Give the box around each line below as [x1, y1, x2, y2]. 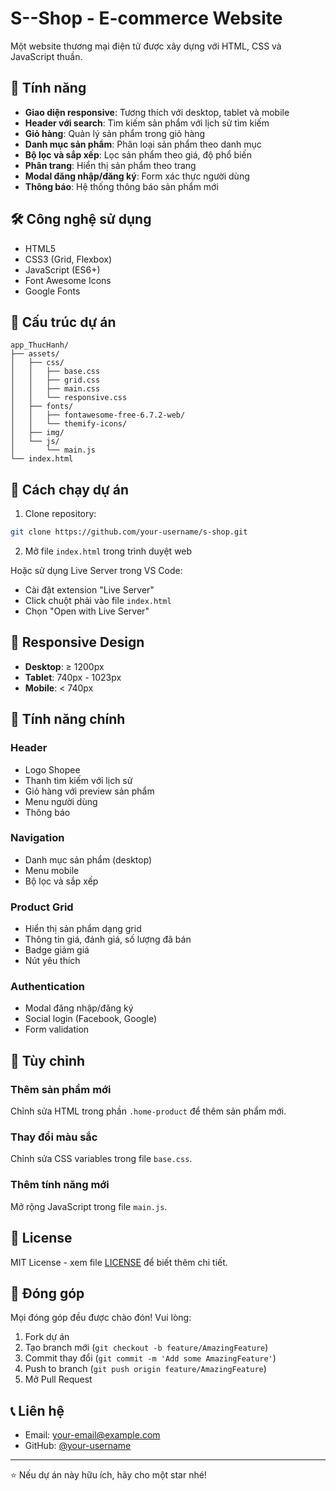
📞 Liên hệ [10, 1402, 65, 1419]
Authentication [10, 980, 85, 994]
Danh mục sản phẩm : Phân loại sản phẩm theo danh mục [24, 138, 262, 150]
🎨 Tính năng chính [10, 711, 126, 728]
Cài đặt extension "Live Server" [24, 584, 155, 596]
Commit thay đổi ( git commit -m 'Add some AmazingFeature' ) [24, 1352, 277, 1364]
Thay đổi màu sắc [10, 1130, 98, 1144]
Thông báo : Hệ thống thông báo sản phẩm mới [24, 180, 219, 192]
